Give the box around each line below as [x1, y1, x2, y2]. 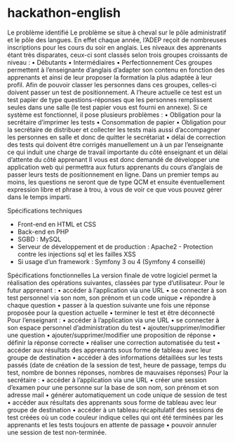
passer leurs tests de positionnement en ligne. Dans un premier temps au [7, 170, 219, 179]
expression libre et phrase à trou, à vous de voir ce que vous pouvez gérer [7, 185, 222, 194]
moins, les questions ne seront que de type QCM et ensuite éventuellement [7, 177, 225, 186]
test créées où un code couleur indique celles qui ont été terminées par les [7, 413, 224, 422]
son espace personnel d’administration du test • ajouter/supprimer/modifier [7, 323, 226, 331]
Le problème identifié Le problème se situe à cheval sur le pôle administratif [7, 28, 227, 37]
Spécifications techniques [7, 206, 83, 215]
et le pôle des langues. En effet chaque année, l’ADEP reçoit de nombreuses [7, 35, 227, 44]
